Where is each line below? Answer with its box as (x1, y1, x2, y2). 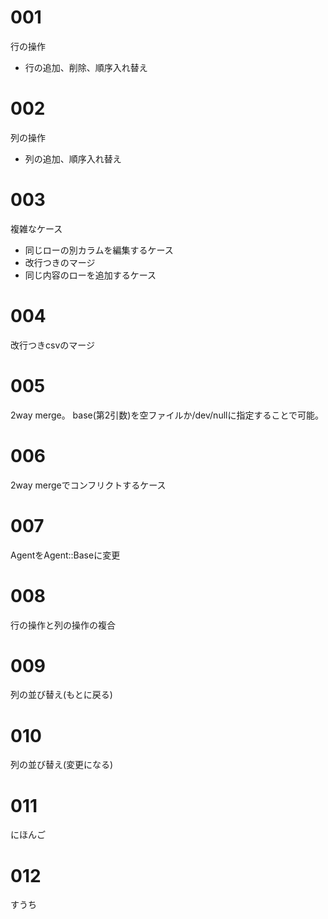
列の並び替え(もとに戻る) (10, 689, 113, 701)
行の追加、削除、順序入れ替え (24, 61, 148, 73)
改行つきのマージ (24, 256, 96, 268)
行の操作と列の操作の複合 (10, 619, 116, 631)
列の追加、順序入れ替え (24, 152, 122, 165)
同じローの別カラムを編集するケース (24, 244, 174, 256)
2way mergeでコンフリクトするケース (10, 479, 167, 491)
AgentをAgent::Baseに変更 (10, 549, 121, 561)
